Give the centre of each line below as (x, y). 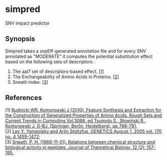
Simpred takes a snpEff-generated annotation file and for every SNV (76, 51)
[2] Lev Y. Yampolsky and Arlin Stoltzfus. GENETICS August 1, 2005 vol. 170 (83, 131)
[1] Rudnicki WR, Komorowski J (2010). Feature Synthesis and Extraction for (83, 110)
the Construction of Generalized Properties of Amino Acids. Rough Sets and (83, 115)
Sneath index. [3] (30, 82)
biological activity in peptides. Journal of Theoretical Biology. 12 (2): (75, 147)
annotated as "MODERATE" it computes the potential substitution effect (79, 56)
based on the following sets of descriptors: (49, 62)
